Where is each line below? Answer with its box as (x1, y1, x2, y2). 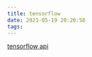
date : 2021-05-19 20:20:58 (7, 17, 86, 24)
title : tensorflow (7, 10, 61, 17)
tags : (7, 23, 23, 30)
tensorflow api (7, 42, 49, 51)
